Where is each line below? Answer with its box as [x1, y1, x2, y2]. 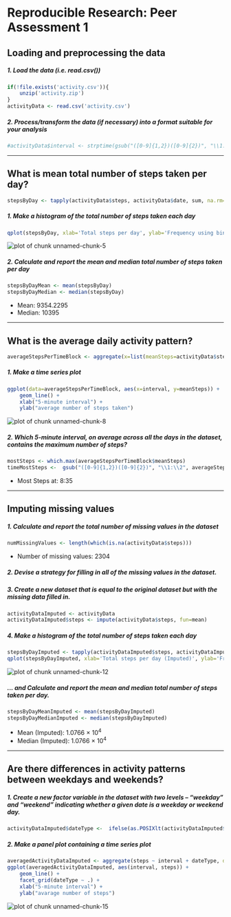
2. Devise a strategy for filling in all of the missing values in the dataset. [7, 568, 217, 576]
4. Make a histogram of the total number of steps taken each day [7, 631, 197, 640]
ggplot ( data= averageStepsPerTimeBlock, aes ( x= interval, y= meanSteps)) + [7, 385, 220, 393]
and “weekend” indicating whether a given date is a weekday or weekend [7, 800, 223, 809]
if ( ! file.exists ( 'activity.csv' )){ [7, 83, 109, 90]
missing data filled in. [7, 593, 71, 601]
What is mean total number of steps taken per [7, 168, 208, 180]
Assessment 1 [7, 19, 89, 35]
